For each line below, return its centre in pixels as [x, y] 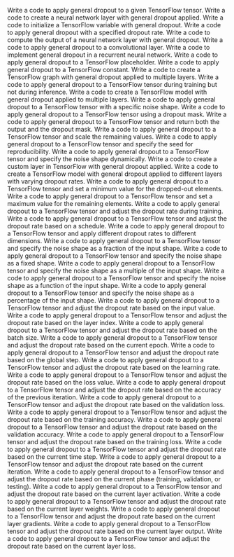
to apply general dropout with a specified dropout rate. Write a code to [109, 32]
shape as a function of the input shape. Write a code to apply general [107, 286]
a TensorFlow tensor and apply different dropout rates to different [102, 233]
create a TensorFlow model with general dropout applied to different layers [115, 174]
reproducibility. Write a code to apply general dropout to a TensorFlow [108, 151]
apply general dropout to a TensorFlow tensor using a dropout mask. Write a [117, 114]
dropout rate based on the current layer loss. [72, 546]
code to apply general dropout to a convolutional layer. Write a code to [109, 47]
